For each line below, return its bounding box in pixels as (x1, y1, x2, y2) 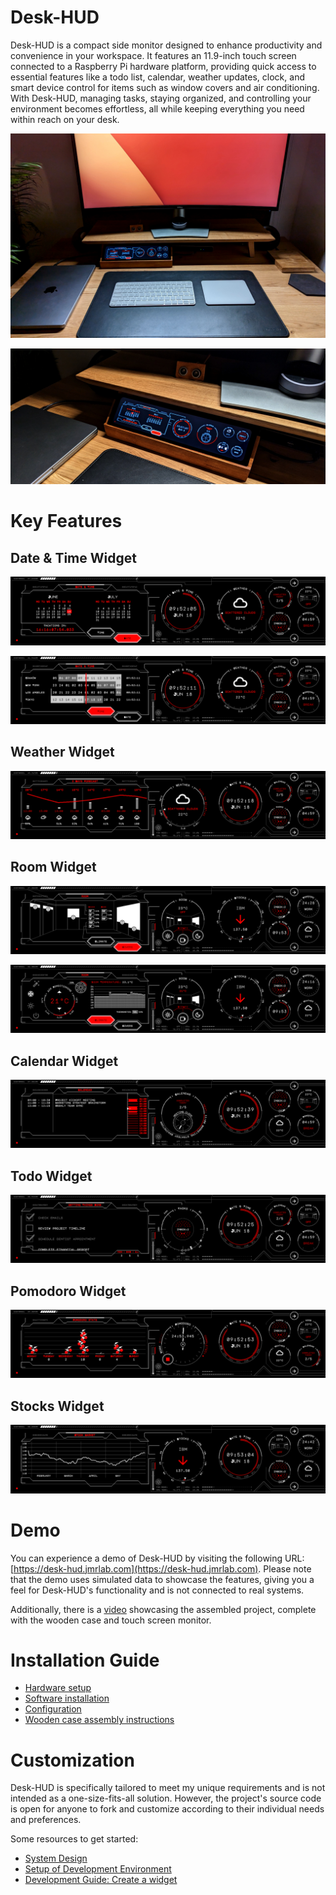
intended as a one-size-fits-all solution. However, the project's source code (10, 1792, 322, 1805)
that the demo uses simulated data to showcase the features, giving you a (10, 1573, 315, 1585)
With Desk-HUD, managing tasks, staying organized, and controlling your (10, 92, 312, 104)
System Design (24, 1852, 88, 1865)
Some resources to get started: (10, 1833, 139, 1845)
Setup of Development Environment (24, 1863, 172, 1875)
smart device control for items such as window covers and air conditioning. (10, 81, 320, 93)
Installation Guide (10, 1649, 160, 1671)
